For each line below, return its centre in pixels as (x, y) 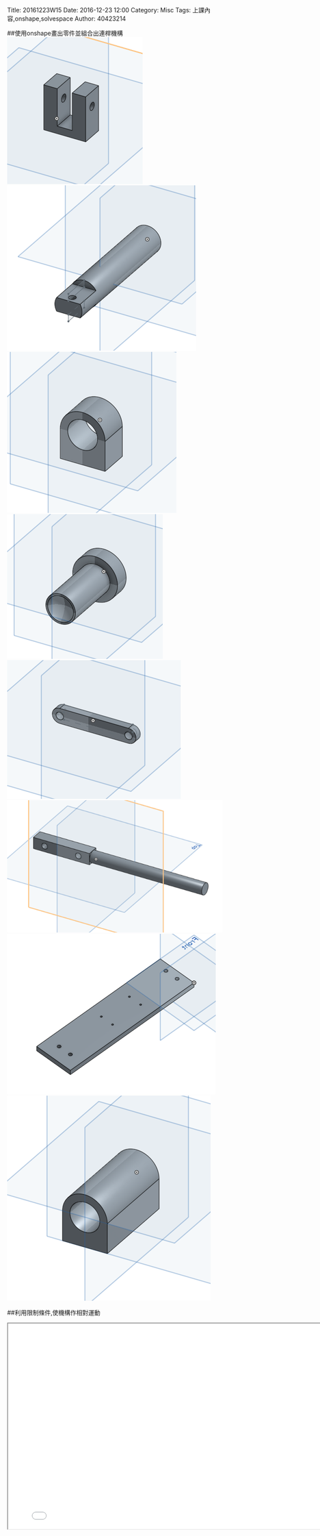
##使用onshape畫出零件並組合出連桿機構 (65, 33)
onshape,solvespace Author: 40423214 (70, 18)
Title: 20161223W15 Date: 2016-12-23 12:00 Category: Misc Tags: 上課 (106, 10)
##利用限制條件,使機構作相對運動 (54, 1312)
